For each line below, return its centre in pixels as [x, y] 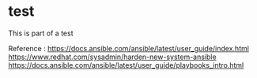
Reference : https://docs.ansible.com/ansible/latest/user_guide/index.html [128, 48]
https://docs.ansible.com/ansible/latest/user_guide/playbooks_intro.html [126, 65]
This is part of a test [41, 33]
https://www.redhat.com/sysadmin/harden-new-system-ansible [112, 57]
